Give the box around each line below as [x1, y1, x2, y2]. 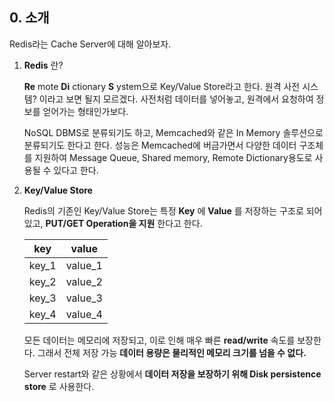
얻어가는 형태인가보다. [42, 105, 129, 117]
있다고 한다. [53, 164, 99, 176]
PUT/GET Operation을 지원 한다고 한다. [45, 217, 203, 229]
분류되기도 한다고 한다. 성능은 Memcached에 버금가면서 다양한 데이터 [23, 139, 297, 151]
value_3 [65, 291, 103, 305]
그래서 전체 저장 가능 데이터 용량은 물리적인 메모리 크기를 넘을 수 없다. [37, 346, 307, 358]
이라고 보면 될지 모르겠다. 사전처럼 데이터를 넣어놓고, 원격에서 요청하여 [38, 93, 314, 105]
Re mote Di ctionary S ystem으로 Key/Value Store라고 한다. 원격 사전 [23, 80, 301, 92]
